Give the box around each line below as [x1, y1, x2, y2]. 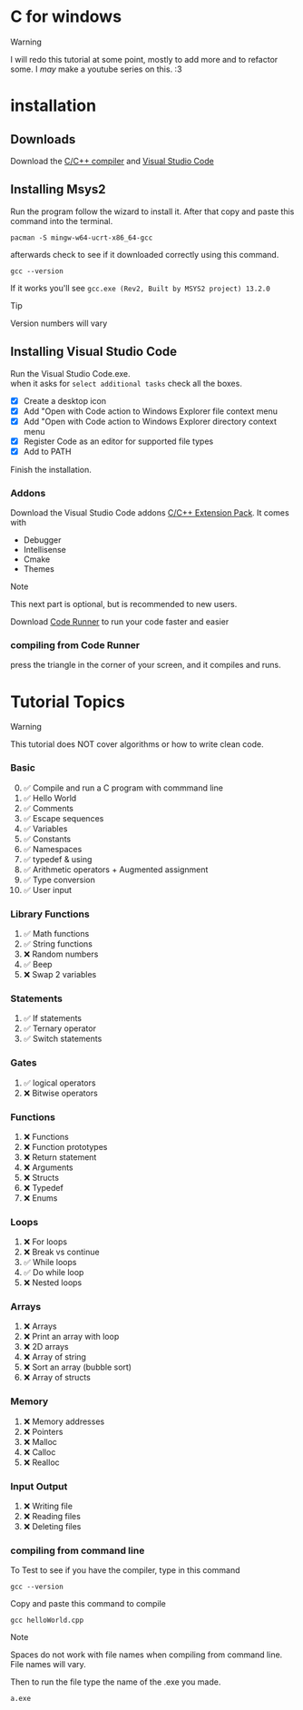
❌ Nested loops [23, 1277, 83, 1288]
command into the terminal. [10, 215, 113, 226]
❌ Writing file [23, 1500, 73, 1512]
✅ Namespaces [23, 843, 83, 854]
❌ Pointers [23, 1426, 64, 1437]
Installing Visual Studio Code [10, 344, 178, 359]
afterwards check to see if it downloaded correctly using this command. [10, 249, 279, 260]
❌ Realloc [23, 1457, 60, 1468]
